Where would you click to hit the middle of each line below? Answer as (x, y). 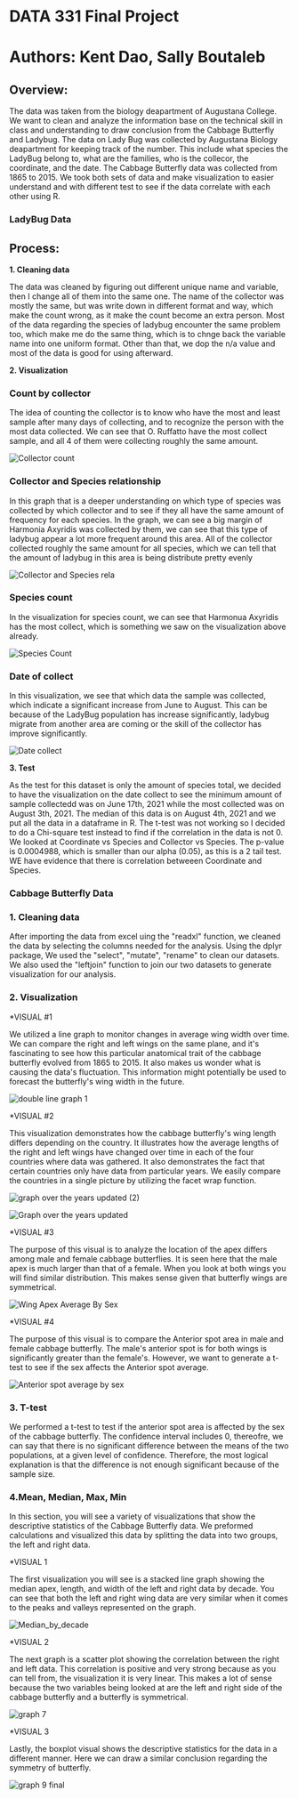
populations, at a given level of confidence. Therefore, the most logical (139, 1455)
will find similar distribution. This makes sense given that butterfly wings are (148, 1278)
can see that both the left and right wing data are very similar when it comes (149, 1598)
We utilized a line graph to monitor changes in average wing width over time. (149, 1034)
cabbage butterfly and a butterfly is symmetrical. (99, 1698)
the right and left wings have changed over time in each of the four (132, 1152)
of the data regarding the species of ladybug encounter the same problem (145, 324)
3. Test (22, 768)
